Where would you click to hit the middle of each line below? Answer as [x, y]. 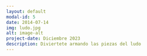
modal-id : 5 [21, 17]
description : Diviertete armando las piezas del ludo [74, 44]
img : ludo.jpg [24, 28]
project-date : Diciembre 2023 [43, 38]
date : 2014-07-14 [27, 22]
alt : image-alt [25, 33]
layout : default [26, 11]
